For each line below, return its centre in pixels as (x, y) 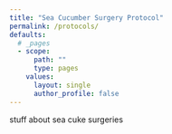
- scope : (34, 52)
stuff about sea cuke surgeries (67, 120)
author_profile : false (76, 93)
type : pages (56, 69)
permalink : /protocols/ (54, 26)
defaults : (28, 34)
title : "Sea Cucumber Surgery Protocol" (87, 18)
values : (40, 77)
